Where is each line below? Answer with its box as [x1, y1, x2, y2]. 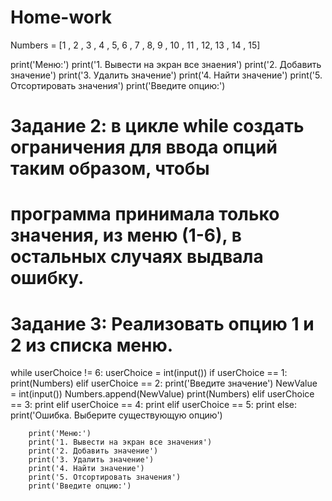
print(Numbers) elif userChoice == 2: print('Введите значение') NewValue [10, 377, 318, 390]
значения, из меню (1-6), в [10, 224, 242, 247]
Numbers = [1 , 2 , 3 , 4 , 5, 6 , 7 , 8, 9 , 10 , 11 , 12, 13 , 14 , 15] [10, 39, 261, 51]
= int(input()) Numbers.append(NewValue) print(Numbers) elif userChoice [10, 388, 315, 400]
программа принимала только [10, 203, 280, 226]
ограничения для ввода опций [10, 136, 278, 159]
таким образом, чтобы [10, 157, 210, 180]
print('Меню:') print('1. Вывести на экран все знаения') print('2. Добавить [10, 58, 322, 70]
